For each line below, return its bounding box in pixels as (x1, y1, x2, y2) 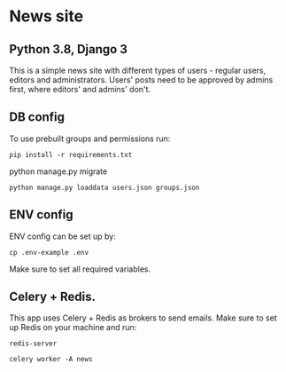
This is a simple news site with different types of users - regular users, (9, 65, 267, 75)
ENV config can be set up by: (9, 231, 117, 241)
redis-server (9, 339, 58, 348)
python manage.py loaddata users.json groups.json (9, 183, 200, 192)
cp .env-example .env (9, 248, 89, 257)
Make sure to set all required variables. (9, 264, 151, 274)
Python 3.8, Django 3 (9, 42, 128, 57)
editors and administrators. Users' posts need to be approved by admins (9, 75, 274, 85)
